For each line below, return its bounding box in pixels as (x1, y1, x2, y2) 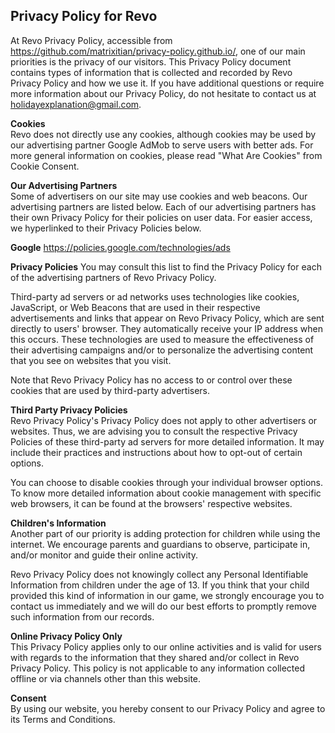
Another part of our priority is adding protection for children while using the (10, 527, 321, 539)
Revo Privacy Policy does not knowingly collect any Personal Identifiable (10, 568, 309, 580)
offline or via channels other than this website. (10, 672, 202, 684)
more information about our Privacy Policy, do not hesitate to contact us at (10, 87, 317, 99)
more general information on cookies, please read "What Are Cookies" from (10, 149, 323, 161)
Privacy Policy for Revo (10, 8, 158, 25)
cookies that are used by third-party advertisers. (10, 384, 211, 396)
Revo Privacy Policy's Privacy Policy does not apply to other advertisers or (10, 414, 318, 426)
